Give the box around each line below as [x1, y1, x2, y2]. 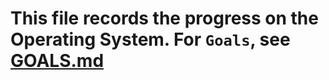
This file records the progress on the [10, 7, 319, 30]
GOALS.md [10, 50, 105, 72]
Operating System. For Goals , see [10, 28, 291, 51]
